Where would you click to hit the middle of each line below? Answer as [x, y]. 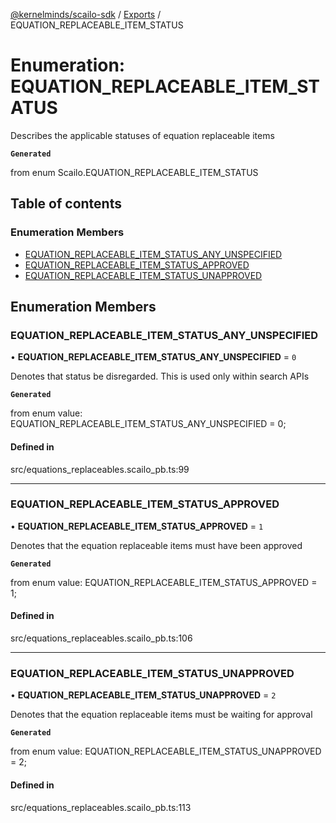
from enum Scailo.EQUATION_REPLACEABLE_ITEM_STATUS [134, 172]
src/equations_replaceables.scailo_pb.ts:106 [101, 638]
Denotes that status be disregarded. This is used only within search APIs [160, 376]
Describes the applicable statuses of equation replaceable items [142, 135]
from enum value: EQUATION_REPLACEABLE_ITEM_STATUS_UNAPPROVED [166, 751]
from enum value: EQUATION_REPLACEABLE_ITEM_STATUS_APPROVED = [164, 582]
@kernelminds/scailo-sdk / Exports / [86, 14]
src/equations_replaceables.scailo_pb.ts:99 [100, 469]
